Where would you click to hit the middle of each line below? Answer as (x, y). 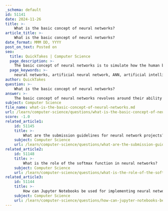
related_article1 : (24, 121)
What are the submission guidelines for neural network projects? (94, 135)
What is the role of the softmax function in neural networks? (90, 163)
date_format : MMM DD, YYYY (33, 42)
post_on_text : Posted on (31, 47)
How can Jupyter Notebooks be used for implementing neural (87, 191)
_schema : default (23, 10)
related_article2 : (24, 149)
